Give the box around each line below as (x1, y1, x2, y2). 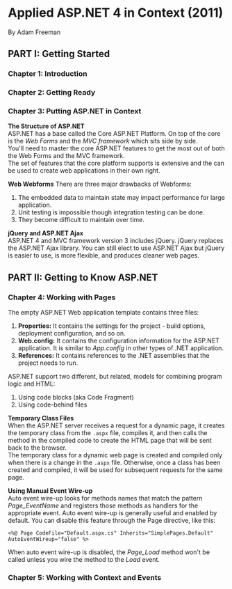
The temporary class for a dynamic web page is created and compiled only (8, 451, 223, 460)
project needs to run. (17, 359, 78, 367)
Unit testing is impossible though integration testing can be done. (17, 208, 205, 217)
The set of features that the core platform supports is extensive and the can (8, 159, 225, 168)
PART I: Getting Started (8, 48, 110, 60)
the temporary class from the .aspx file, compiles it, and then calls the (8, 429, 208, 437)
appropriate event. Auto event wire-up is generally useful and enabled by (8, 509, 217, 517)
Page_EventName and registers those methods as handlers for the (8, 501, 199, 510)
